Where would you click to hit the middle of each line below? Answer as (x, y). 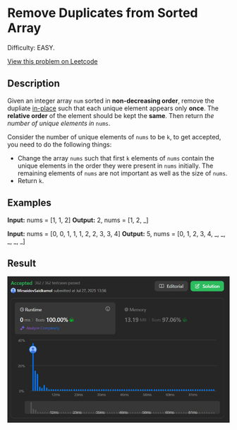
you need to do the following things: (60, 144)
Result (22, 263)
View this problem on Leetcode (53, 61)
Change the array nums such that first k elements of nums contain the (116, 158)
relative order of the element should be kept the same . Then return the (111, 115)
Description (34, 84)
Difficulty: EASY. (31, 47)
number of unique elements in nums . (59, 123)
